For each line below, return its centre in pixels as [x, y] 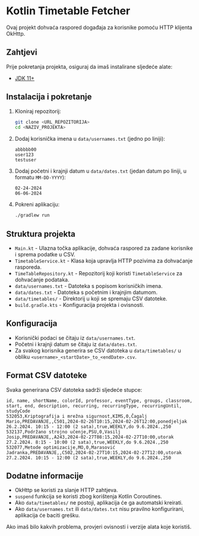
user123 [24, 155]
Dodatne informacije [45, 476]
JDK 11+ [24, 78]
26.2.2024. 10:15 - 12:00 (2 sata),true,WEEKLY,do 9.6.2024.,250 [89, 426]
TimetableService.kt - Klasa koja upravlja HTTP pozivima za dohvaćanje [104, 261]
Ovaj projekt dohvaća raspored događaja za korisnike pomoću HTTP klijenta [99, 27]
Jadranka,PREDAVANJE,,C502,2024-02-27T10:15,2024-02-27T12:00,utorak [94, 452]
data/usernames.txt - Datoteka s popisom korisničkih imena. [89, 286]
